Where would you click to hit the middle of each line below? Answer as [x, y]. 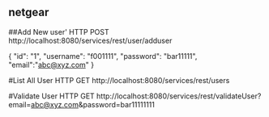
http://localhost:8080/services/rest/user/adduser [90, 40]
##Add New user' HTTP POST [59, 31]
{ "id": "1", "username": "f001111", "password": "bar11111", [103, 56]
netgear [29, 13]
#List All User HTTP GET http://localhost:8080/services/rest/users [119, 80]
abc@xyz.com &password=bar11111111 [93, 104]
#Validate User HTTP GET [51, 96]
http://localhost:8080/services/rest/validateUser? [179, 96]
